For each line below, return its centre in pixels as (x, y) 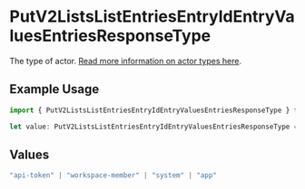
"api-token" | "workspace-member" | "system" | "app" (113, 175)
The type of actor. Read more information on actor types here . (126, 61)
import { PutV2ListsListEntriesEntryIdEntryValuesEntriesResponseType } (150, 110)
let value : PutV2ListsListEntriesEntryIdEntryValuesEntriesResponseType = (154, 127)
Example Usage (54, 89)
